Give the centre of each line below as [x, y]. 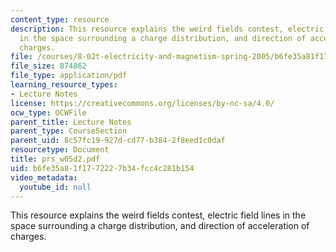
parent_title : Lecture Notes [71, 122]
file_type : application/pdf [69, 76]
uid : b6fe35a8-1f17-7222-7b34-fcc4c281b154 [102, 168]
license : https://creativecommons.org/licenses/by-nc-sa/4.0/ [142, 103]
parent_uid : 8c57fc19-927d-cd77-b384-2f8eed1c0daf [118, 141]
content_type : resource [60, 19]
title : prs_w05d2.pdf [55, 159]
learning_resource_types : [64, 85]
